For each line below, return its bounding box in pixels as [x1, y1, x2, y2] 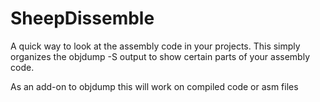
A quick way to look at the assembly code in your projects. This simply [10, 40, 301, 52]
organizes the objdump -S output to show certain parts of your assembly [10, 50, 311, 62]
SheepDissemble [10, 7, 155, 30]
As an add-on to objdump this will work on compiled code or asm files [10, 80, 299, 92]
